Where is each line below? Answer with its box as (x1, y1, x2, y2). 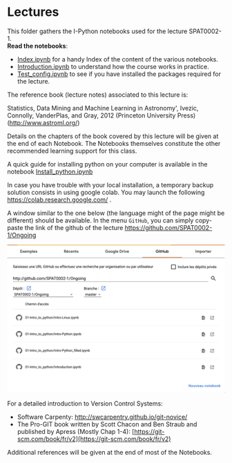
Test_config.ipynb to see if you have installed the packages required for (17, 70, 221, 78)
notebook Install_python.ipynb (7, 167, 93, 176)
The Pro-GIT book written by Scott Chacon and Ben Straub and (17, 419, 197, 428)
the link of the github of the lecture (24, 223, 124, 231)
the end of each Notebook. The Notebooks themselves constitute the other (7, 139, 221, 147)
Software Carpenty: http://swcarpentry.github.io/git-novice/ (17, 413, 188, 421)
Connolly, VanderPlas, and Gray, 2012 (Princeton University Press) (7, 111, 196, 120)
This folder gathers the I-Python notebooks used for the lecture (7, 27, 188, 35)
